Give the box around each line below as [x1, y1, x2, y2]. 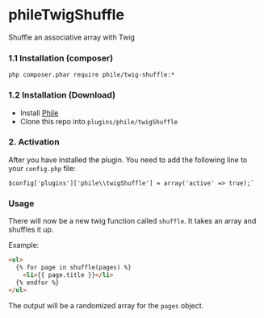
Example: [8, 241, 40, 250]
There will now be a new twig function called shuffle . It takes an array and [8, 216, 257, 226]
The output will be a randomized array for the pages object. [8, 300, 204, 310]
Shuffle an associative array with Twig [8, 32, 136, 42]
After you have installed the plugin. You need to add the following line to [8, 155, 248, 165]
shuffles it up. [8, 224, 54, 235]
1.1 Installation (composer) [8, 52, 114, 64]
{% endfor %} [15, 278, 60, 287]
